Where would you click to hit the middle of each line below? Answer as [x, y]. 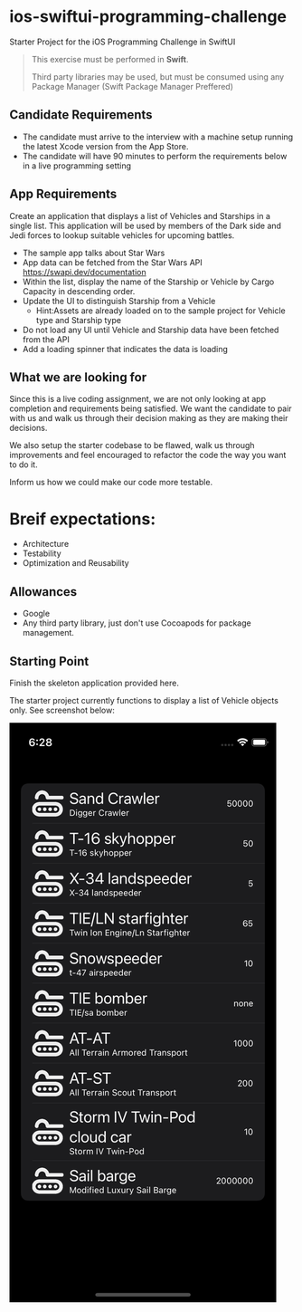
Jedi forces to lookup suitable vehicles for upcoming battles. [122, 235]
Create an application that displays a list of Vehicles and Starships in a [140, 215]
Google [36, 614]
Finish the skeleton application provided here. [94, 683]
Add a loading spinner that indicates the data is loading [125, 349]
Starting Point [49, 661]
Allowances [43, 592]
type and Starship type [79, 320]
